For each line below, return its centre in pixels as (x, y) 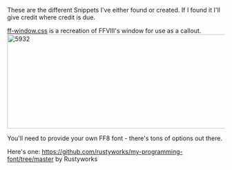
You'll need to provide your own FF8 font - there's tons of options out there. (115, 138)
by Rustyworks (76, 159)
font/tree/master (30, 159)
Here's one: (23, 152)
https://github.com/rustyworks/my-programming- (112, 152)
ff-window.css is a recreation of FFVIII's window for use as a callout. (104, 31)
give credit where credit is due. (51, 17)
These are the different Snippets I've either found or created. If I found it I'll (114, 10)
